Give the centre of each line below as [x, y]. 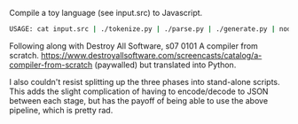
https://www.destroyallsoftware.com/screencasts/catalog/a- [152, 55]
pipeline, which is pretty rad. [61, 110]
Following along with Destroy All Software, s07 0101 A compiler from [134, 46]
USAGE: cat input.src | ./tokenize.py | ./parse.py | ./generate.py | [142, 29]
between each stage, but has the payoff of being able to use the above [139, 100]
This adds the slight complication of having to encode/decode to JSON [139, 91]
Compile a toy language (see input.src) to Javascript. [106, 13]
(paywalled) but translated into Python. [165, 65]
